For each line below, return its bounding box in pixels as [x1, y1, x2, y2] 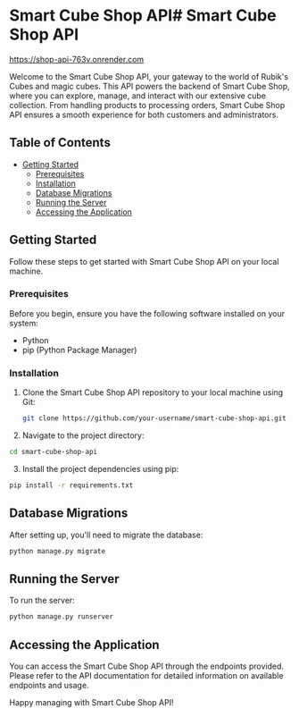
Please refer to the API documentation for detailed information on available [9, 670, 284, 680]
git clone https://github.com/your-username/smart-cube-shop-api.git [21, 414, 287, 423]
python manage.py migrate [9, 546, 105, 555]
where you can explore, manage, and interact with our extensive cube [9, 90, 266, 101]
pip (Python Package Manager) [21, 344, 137, 355]
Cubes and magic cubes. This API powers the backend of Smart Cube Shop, [9, 80, 290, 91]
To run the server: [9, 595, 76, 606]
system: [9, 317, 38, 328]
